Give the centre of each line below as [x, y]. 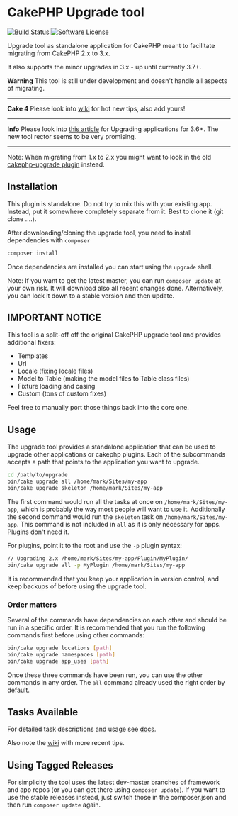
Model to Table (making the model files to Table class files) [103, 379]
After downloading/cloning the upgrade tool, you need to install [100, 233]
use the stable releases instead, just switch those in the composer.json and [117, 798]
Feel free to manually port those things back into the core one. [98, 408]
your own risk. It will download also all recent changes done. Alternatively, [115, 288]
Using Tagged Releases [60, 765]
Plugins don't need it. [38, 532]
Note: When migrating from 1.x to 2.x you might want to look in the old [109, 157]
